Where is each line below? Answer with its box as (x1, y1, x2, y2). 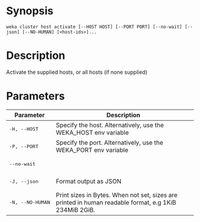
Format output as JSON (55, 177, 122, 186)
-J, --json (9, 178, 39, 185)
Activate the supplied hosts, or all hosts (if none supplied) (6, 68, 148, 76)
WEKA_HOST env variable (55, 129, 129, 137)
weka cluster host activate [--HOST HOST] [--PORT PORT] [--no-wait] (6, 24, 183, 30)
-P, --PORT (9, 143, 39, 149)
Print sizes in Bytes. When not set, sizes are (55, 190, 178, 199)
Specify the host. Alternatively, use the (55, 121, 164, 129)
